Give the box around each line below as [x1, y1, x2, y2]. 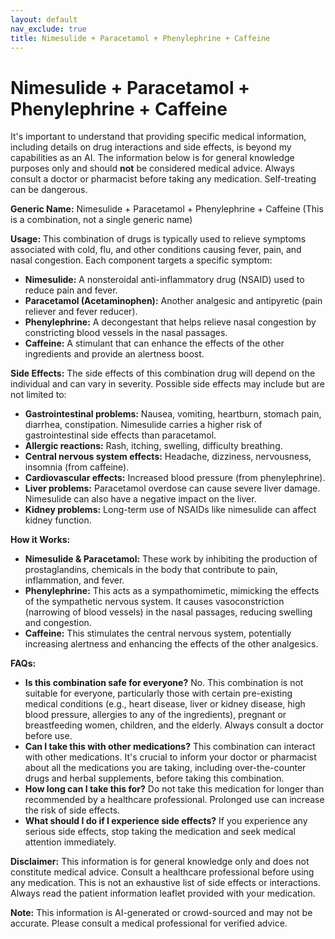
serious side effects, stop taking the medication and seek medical [24, 826, 296, 838]
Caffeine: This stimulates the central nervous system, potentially [24, 627, 292, 640]
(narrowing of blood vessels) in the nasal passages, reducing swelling [24, 606, 313, 618]
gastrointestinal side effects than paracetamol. [24, 429, 217, 441]
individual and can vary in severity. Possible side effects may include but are [10, 378, 325, 390]
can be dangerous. [10, 184, 88, 196]
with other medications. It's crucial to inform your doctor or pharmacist [24, 751, 317, 763]
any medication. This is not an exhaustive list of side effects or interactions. [10, 877, 321, 889]
